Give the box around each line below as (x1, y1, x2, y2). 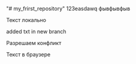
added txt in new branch (6, 28, 67, 35)
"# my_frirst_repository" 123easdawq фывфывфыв (6, 5, 131, 12)
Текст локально (6, 17, 47, 23)
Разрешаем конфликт (6, 40, 62, 46)
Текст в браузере (6, 51, 51, 58)
